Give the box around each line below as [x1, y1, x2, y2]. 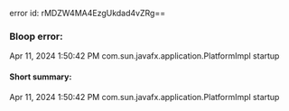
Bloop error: [9, 30, 63, 42]
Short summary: [9, 71, 72, 82]
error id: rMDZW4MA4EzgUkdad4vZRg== [9, 8, 165, 18]
